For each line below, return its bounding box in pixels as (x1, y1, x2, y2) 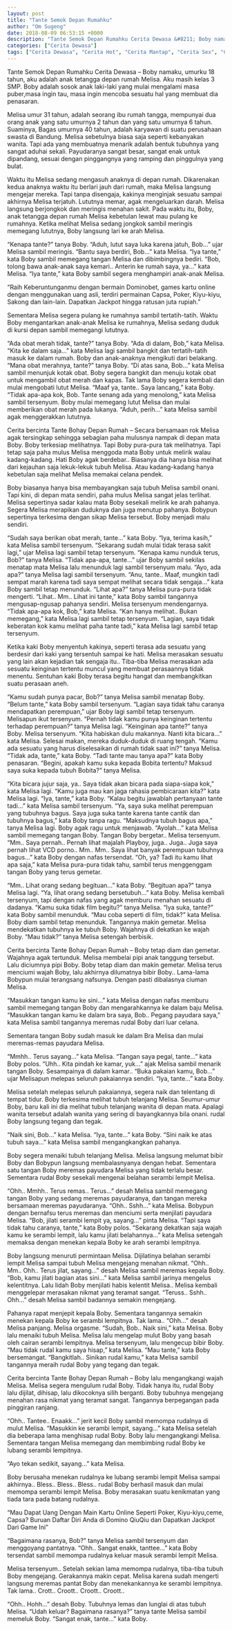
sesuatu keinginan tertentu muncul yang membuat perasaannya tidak (7, 665, 204, 673)
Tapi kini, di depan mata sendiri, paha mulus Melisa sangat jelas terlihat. (7, 490, 212, 499)
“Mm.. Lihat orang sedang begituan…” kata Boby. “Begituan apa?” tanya (7, 881, 212, 889)
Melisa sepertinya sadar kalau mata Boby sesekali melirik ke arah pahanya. (7, 498, 220, 506)
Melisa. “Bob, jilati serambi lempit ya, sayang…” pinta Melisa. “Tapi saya (7, 1216, 211, 1224)
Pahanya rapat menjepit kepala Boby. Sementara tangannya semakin (7, 1308, 202, 1317)
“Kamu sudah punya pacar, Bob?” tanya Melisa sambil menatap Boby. (7, 692, 205, 701)
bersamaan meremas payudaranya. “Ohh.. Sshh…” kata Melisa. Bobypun (7, 1201, 214, 1210)
